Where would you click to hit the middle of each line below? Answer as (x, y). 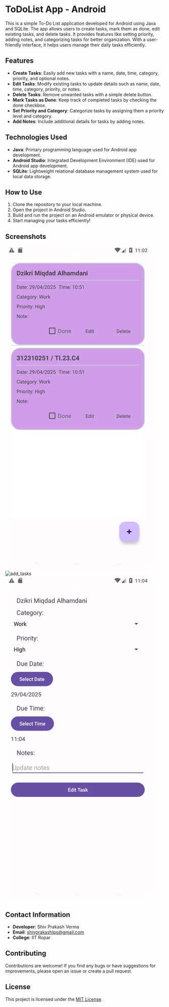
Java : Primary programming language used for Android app (75, 149)
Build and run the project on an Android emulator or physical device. (83, 215)
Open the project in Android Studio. (49, 210)
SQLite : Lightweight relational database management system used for (85, 171)
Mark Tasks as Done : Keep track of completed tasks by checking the (84, 100)
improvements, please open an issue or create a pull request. (69, 971)
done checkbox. (29, 105)
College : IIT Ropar (32, 937)
